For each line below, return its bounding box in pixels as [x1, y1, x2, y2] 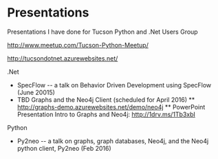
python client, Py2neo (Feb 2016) [17, 144, 111, 152]
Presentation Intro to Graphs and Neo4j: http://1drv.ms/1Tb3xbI [17, 110, 196, 118]
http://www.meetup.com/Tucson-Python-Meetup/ [7, 41, 149, 49]
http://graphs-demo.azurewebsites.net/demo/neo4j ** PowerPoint [17, 103, 206, 111]
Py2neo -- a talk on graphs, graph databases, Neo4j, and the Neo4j [17, 136, 209, 145]
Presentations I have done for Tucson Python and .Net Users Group [7, 28, 198, 36]
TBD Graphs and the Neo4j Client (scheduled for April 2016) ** [17, 95, 195, 104]
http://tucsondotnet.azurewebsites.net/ [7, 54, 118, 63]
